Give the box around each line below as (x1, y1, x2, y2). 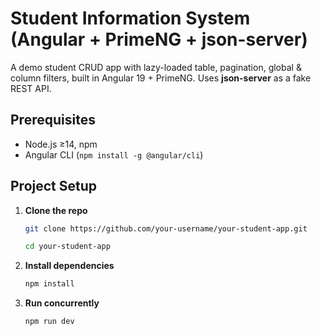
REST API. (10, 82, 52, 94)
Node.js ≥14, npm (24, 138, 98, 150)
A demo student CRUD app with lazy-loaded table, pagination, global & (10, 61, 302, 73)
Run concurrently (24, 297, 100, 309)
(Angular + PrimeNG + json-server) (10, 28, 308, 51)
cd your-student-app (24, 242, 111, 252)
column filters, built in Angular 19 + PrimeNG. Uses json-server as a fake (10, 72, 312, 84)
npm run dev (24, 317, 75, 327)
